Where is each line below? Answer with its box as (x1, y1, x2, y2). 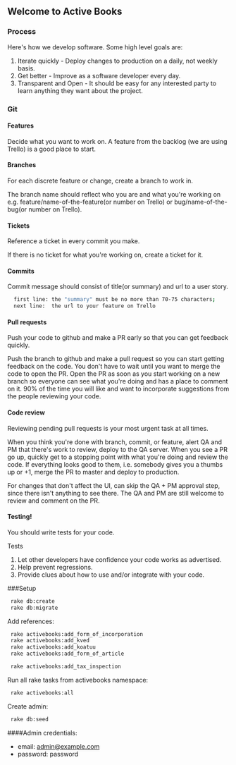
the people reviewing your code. (7, 392, 101, 400)
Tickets (7, 221, 30, 230)
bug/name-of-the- (173, 197, 228, 207)
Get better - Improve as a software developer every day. (17, 71, 181, 80)
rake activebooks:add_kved (10, 637, 90, 644)
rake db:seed (10, 716, 49, 723)
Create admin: (7, 702, 49, 711)
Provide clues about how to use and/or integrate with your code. (17, 570, 205, 579)
